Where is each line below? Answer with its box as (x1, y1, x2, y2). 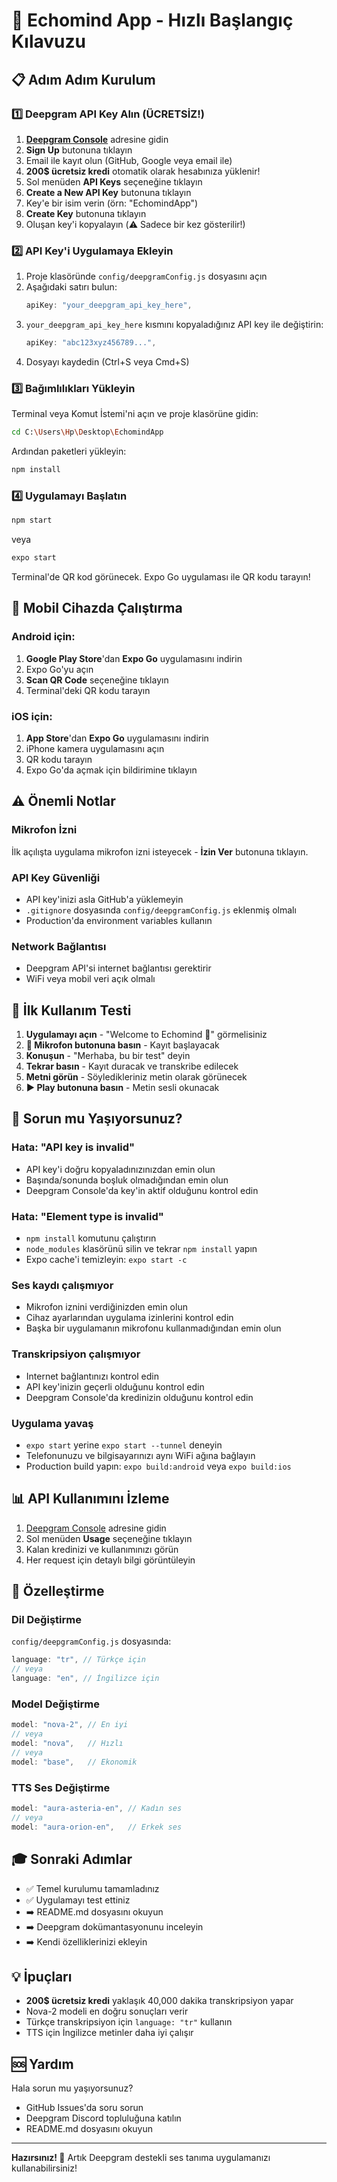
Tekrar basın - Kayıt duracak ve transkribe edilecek (25, 1060, 239, 1073)
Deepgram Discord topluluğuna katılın (25, 2112, 182, 2124)
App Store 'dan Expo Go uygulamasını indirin (25, 732, 209, 744)
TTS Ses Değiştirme (11, 1780, 111, 1794)
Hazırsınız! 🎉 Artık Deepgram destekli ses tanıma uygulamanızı (11, 2152, 271, 2164)
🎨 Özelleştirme (11, 1583, 105, 1600)
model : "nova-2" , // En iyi (11, 1720, 129, 1730)
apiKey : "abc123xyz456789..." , (25, 338, 157, 348)
